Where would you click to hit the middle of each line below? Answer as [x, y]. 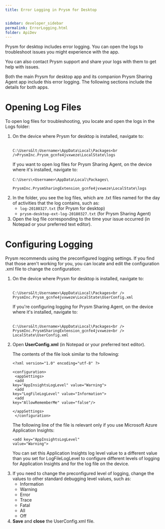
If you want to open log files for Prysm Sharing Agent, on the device [82, 164]
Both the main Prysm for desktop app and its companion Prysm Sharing [79, 77]
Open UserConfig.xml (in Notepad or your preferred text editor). [79, 345]
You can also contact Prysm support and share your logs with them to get [81, 62]
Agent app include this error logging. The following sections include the [79, 82]
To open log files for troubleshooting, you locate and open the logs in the [80, 121]
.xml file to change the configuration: [43, 269]
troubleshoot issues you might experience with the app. [62, 52]
